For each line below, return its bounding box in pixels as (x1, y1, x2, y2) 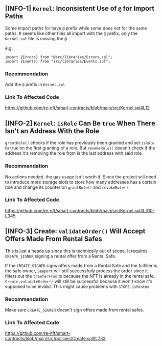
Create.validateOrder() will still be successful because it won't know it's (5, 278, 153, 284)
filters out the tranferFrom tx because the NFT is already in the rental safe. (5, 273, 155, 279)
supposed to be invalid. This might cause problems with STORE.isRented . (5, 283, 151, 289)
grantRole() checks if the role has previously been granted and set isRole (5, 140, 155, 146)
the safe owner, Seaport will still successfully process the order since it (5, 268, 148, 274)
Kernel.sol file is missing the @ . (5, 35, 69, 41)
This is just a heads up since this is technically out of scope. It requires (5, 248, 148, 254)
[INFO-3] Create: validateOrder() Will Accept (5, 227, 146, 235)
